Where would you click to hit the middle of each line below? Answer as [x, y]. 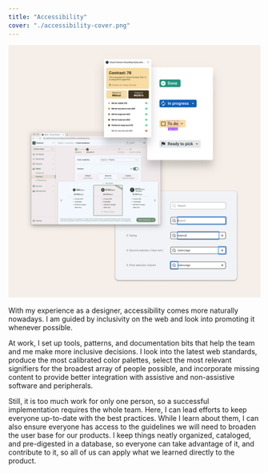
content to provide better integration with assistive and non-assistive [122, 377]
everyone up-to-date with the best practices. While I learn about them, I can [134, 418]
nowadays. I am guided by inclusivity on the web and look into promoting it [132, 319]
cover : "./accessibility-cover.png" [69, 25]
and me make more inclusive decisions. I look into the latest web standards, [133, 351]
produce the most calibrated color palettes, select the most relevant [120, 360]
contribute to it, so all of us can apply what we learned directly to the [122, 452]
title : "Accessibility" [48, 17]
